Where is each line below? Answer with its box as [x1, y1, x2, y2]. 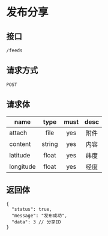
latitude [9, 151, 31, 159]
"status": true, [11, 207, 52, 213]
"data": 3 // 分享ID [11, 219, 61, 225]
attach [9, 129, 28, 137]
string [41, 139, 58, 148]
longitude [9, 162, 36, 171]
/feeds [6, 47, 23, 53]
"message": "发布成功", [11, 213, 68, 219]
